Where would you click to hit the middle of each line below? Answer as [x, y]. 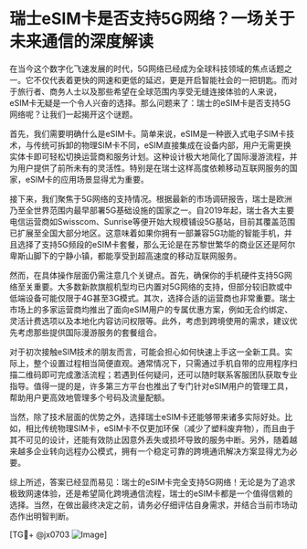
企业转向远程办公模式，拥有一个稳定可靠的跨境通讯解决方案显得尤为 [161, 451]
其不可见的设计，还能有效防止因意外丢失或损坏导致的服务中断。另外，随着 [149, 439]
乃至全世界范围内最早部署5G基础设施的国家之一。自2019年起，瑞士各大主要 [152, 210]
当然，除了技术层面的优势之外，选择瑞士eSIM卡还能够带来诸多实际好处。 [147, 417]
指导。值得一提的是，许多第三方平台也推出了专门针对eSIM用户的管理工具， [151, 385]
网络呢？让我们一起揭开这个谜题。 [74, 114]
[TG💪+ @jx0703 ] [58, 534]
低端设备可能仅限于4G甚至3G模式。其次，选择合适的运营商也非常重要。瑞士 [153, 298]
